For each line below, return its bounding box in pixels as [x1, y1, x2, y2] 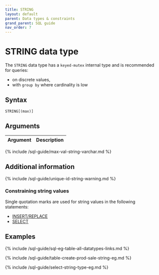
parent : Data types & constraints [5, 16, 75, 21]
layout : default [5, 12, 38, 17]
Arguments [5, 122, 40, 130]
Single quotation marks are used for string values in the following [5, 199, 136, 205]
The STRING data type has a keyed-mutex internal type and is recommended [5, 62, 155, 68]
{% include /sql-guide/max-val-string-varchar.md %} [5, 149, 112, 155]
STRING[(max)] [5, 109, 34, 114]
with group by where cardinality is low [12, 82, 88, 88]
